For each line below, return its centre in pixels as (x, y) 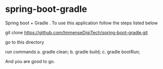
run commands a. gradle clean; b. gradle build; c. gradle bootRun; (73, 52)
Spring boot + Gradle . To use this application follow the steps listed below (81, 23)
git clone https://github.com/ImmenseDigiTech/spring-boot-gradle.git (77, 32)
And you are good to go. (30, 61)
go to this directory (25, 42)
